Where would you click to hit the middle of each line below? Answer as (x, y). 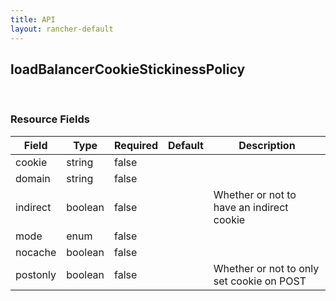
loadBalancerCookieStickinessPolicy (128, 69)
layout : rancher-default (62, 29)
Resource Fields (50, 119)
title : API (33, 19)
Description (267, 145)
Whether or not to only (266, 268)
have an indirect (251, 207)
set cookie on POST (260, 281)
